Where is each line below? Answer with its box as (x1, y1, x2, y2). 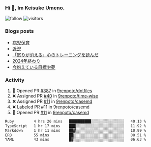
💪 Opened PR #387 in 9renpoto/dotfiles (12, 88, 92, 94)
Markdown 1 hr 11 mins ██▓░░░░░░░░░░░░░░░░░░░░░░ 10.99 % (5, 128, 147, 133)
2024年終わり (12, 58, 41, 64)
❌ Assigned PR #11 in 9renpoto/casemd (12, 98, 92, 104)
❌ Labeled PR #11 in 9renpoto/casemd (12, 104, 90, 110)
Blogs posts (5, 28, 34, 35)
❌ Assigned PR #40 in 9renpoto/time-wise (12, 93, 98, 98)
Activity (5, 76, 25, 83)
